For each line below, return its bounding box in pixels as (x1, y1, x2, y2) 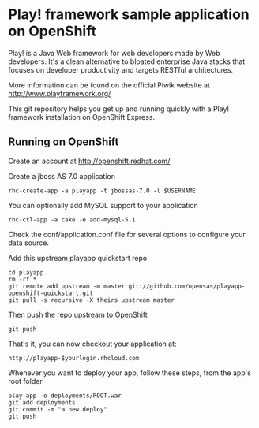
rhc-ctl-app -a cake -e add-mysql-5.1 (8, 215, 136, 224)
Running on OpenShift (8, 136, 119, 149)
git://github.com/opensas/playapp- (128, 282, 246, 290)
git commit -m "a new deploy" (8, 405, 108, 413)
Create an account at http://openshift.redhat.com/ (8, 156, 171, 166)
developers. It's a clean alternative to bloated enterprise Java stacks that (8, 57, 246, 66)
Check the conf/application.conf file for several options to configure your (8, 229, 246, 239)
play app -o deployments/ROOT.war (8, 392, 122, 400)
